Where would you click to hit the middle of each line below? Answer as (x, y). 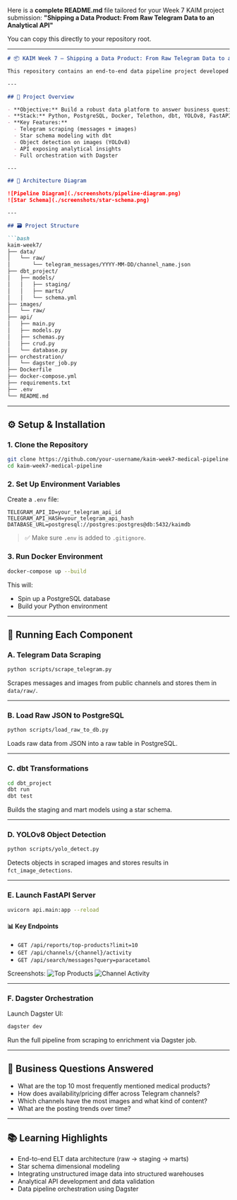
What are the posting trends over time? (74, 1108)
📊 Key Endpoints (33, 926)
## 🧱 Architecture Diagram (47, 181)
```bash (19, 238)
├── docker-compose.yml (42, 376)
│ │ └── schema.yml (42, 297)
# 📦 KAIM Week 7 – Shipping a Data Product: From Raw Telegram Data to (116, 59)
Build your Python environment (62, 606)
